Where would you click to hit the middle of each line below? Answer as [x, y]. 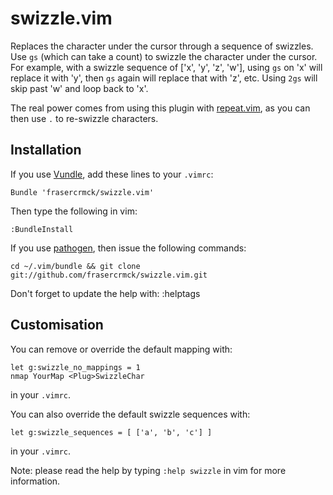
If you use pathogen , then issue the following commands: [128, 248]
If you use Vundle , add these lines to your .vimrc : [112, 174]
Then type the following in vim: [74, 211]
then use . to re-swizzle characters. [84, 118]
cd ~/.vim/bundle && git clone [75, 266]
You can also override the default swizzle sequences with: [130, 414]
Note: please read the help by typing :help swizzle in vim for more [148, 470]
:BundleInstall [42, 229]
